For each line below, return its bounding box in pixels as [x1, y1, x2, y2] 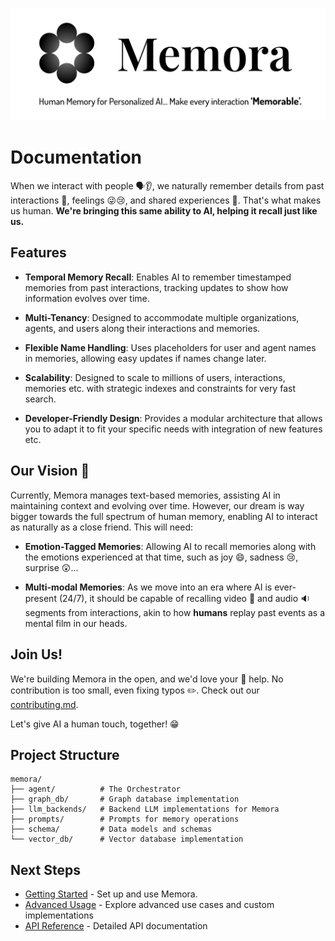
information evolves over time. [24, 292, 150, 304]
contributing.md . [10, 698, 79, 710]
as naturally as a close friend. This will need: [10, 521, 193, 533]
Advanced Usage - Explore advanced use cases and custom [24, 899, 275, 911]
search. [24, 393, 57, 405]
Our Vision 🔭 [10, 463, 90, 480]
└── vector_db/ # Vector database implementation [10, 834, 244, 845]
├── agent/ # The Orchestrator [10, 784, 182, 795]
